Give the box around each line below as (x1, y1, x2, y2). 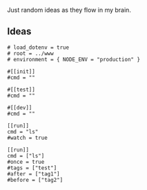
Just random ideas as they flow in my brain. (7, 6, 131, 14)
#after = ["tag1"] (7, 170, 60, 178)
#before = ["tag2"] (7, 176, 63, 183)
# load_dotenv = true (7, 44, 70, 51)
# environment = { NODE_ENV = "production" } (7, 56, 140, 63)
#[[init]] (7, 68, 36, 75)
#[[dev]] (7, 104, 32, 111)
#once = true (7, 158, 45, 165)
